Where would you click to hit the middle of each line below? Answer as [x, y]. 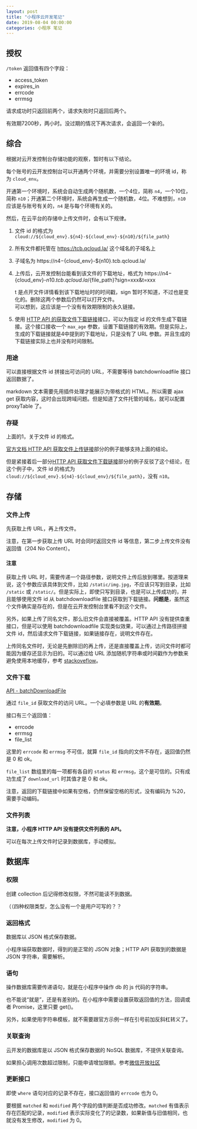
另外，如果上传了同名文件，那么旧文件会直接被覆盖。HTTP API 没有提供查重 [98, 619]
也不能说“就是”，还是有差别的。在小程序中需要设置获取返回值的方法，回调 [96, 1000]
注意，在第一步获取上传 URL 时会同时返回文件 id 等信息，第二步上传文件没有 [98, 541]
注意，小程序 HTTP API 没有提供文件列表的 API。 [65, 829]
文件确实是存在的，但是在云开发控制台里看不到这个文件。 [80, 606]
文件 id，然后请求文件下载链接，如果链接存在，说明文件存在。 [81, 634]
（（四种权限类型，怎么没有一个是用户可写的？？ [64, 906]
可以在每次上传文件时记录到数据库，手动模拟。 [62, 841]
